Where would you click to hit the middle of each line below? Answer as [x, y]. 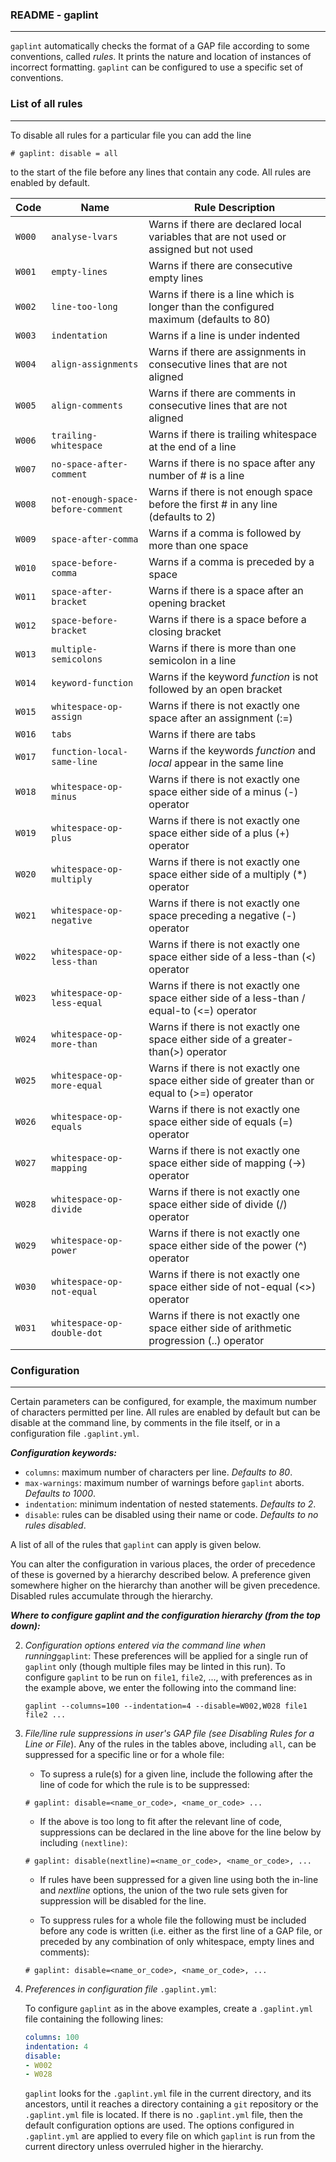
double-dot [77, 1332]
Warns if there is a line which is [221, 294]
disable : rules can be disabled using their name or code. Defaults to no [171, 1514]
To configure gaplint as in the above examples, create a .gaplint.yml [168, 2008]
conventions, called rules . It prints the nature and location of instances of [161, 57]
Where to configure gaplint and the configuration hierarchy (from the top [165, 1615]
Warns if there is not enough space [230, 491]
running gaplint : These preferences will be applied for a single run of [166, 1655]
